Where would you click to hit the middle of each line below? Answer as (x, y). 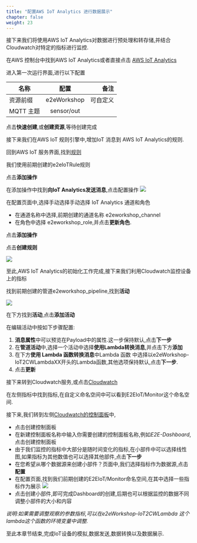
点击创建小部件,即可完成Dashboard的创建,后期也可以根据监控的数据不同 (102, 494)
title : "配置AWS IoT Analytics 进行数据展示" (60, 12)
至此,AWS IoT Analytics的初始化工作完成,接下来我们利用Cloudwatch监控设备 (99, 271)
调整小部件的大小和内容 (43, 501)
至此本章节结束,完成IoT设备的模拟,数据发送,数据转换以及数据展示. (85, 534)
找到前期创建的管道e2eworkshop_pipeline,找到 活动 (68, 291)
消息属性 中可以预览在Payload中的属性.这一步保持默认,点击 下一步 (93, 340)
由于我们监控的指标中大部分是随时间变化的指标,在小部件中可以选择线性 (101, 450)
